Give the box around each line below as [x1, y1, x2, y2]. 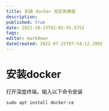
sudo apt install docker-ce [6, 99, 75, 105]
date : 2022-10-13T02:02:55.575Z [6, 24, 85, 31]
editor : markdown [6, 35, 48, 41]
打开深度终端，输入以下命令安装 [6, 88, 83, 95]
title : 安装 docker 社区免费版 [6, 8, 76, 15]
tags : [6, 30, 19, 36]
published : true [6, 19, 45, 25]
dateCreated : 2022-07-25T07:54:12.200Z [6, 41, 103, 47]
